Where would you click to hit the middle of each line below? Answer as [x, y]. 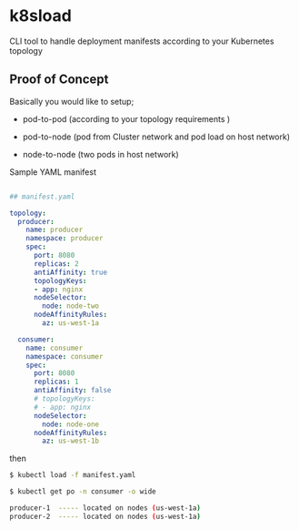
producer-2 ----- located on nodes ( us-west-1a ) [105, 516]
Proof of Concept [59, 80]
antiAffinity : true [70, 272]
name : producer [55, 230]
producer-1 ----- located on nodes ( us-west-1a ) [105, 508]
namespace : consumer [65, 356]
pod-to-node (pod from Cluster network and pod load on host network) [156, 137]
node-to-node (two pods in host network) [100, 154]
